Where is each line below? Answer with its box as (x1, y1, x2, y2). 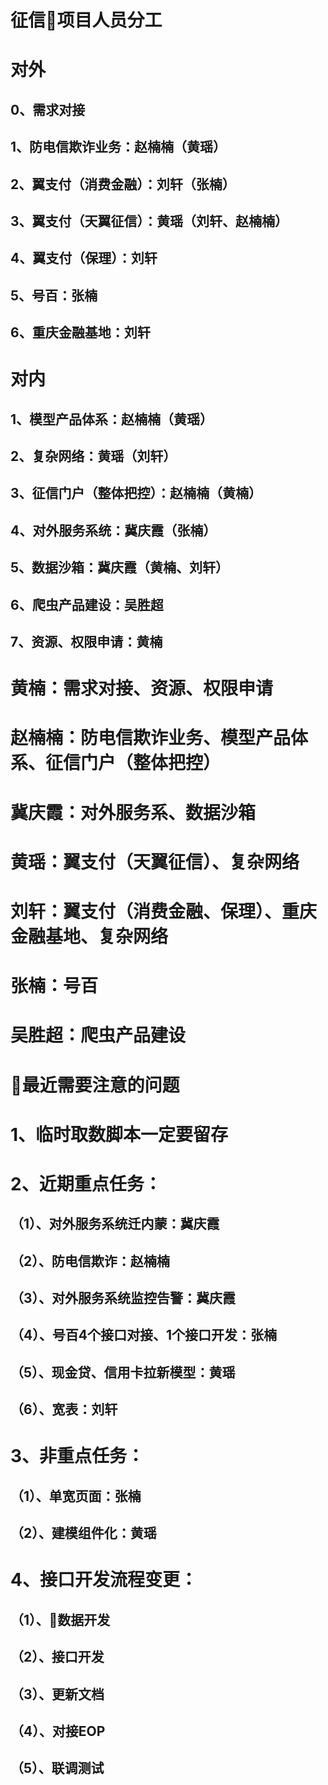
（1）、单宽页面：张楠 (10, 1487, 142, 1505)
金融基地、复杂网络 (10, 925, 169, 948)
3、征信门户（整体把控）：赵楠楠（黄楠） (10, 485, 263, 502)
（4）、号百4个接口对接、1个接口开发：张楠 (10, 1327, 277, 1344)
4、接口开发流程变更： (10, 1569, 198, 1591)
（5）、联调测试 (10, 1760, 105, 1777)
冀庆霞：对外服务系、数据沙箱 (10, 801, 257, 824)
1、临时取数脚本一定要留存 (10, 1123, 229, 1146)
